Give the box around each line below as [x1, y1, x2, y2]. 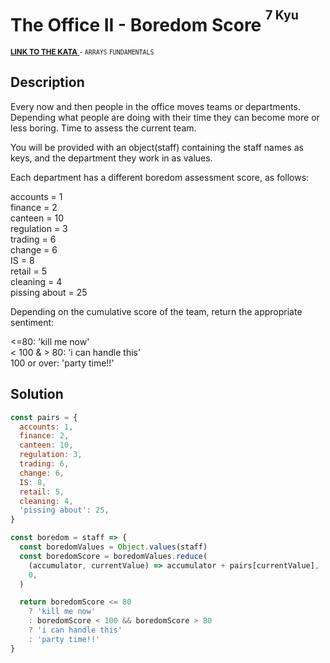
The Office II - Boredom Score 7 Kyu [10, 7, 299, 37]
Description [10, 74, 85, 91]
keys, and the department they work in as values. [10, 152, 213, 164]
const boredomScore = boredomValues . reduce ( [19, 551, 208, 561]
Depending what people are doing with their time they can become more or [10, 111, 320, 123]
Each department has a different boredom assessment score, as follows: [10, 171, 310, 183]
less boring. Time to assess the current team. [10, 122, 197, 134]
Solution [10, 386, 64, 403]
